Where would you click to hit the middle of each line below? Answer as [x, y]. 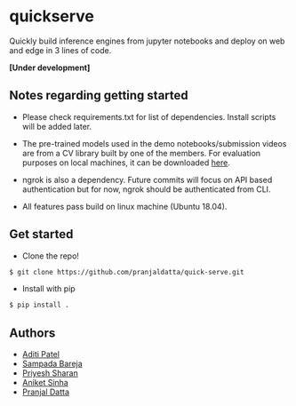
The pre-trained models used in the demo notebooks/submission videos [154, 143]
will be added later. [56, 126]
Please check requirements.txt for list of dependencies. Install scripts [149, 116]
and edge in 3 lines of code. [60, 50]
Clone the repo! [51, 256]
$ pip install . [39, 305]
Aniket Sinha [45, 383]
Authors [32, 333]
